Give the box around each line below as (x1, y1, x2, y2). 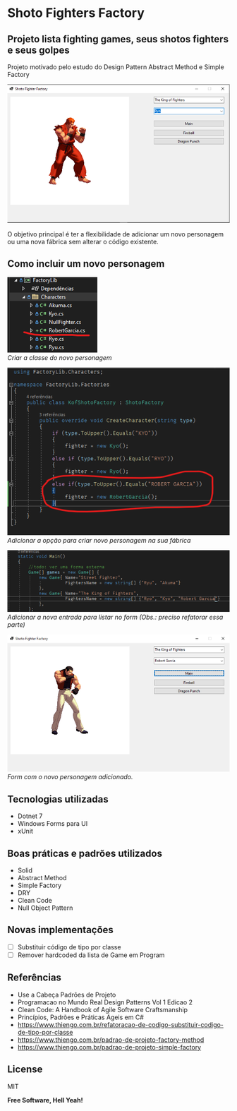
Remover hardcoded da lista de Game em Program (17, 951, 165, 959)
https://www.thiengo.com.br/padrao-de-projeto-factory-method (17, 1035, 205, 1044)
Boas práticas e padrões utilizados (7, 847, 162, 859)
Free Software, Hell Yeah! (7, 1095, 83, 1104)
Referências (7, 972, 62, 984)
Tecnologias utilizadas (7, 793, 109, 805)
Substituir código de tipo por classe (17, 942, 121, 951)
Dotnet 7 (17, 812, 43, 820)
